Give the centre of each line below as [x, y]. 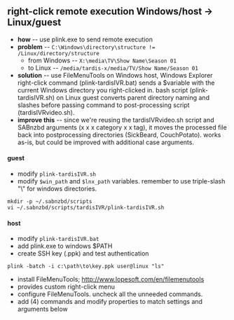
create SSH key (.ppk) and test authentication [83, 253]
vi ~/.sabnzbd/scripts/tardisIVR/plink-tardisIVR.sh [86, 208]
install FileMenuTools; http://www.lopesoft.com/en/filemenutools [111, 279]
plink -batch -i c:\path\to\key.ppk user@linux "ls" [86, 266]
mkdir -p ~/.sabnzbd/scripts [50, 202]
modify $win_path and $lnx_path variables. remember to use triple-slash [121, 181]
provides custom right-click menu [66, 287]
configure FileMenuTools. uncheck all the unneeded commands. [110, 294]
